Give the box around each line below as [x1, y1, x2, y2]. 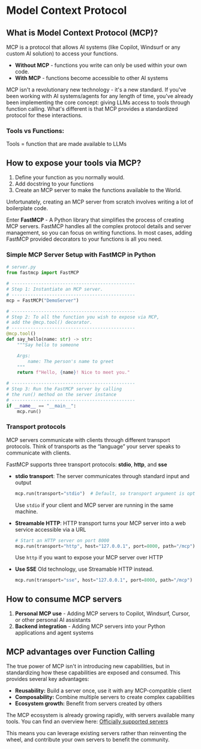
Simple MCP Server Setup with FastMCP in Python [6, 250, 156, 259]
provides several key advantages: [6, 675, 89, 682]
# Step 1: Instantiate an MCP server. [6, 287, 103, 293]
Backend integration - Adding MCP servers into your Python [14, 623, 166, 630]
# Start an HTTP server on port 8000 [14, 537, 110, 544]
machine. [14, 508, 38, 515]
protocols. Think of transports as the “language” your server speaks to [6, 443, 181, 450]
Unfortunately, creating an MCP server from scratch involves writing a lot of [6, 198, 194, 205]
